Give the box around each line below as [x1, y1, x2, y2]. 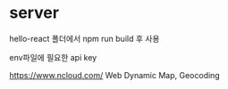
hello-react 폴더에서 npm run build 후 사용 [9, 33, 160, 44]
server [9, 3, 60, 23]
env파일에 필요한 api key [9, 52, 97, 62]
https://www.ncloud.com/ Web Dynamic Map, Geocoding [9, 69, 221, 80]
